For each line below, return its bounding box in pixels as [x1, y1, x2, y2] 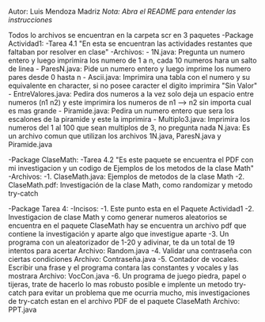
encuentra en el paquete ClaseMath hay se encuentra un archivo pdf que [8, 221, 247, 230]
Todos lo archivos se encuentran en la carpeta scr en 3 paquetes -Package [8, 31, 254, 40]
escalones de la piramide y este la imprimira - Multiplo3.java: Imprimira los [8, 115, 251, 123]
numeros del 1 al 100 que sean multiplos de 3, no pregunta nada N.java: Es [8, 123, 251, 132]
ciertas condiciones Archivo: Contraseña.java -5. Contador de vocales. [8, 255, 239, 263]
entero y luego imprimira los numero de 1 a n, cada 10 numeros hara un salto [8, 55, 257, 65]
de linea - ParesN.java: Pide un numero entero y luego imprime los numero [8, 64, 252, 74]
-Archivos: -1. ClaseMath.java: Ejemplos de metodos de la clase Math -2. [8, 172, 245, 181]
